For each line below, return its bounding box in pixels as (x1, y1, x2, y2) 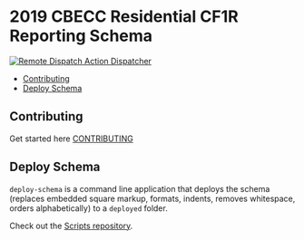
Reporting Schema (9, 25, 152, 46)
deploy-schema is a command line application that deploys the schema (9, 183, 270, 194)
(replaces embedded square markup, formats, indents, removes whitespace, (9, 193, 296, 204)
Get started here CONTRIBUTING (9, 133, 133, 144)
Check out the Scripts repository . (9, 220, 133, 231)
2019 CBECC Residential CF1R (9, 6, 239, 27)
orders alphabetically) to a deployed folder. (9, 202, 168, 214)
